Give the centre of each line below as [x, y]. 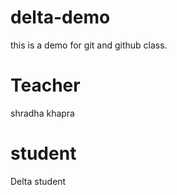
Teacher [45, 85]
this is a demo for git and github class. [89, 45]
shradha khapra [42, 113]
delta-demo [60, 17]
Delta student [38, 181]
